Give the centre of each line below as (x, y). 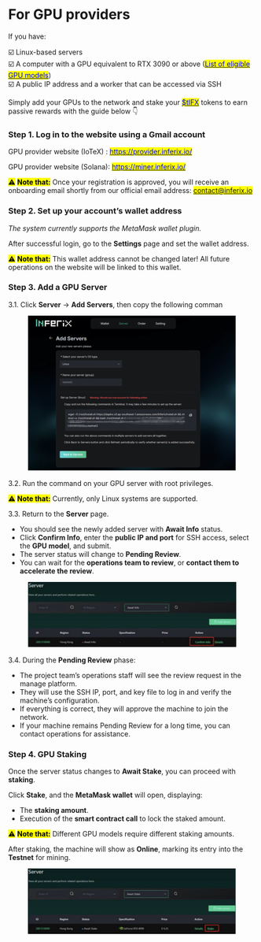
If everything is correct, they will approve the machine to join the (124, 708)
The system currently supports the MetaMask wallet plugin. (105, 228)
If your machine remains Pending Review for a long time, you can (125, 725)
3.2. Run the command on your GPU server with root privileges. (111, 483)
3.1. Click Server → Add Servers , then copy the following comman (116, 304)
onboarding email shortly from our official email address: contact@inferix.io (130, 191)
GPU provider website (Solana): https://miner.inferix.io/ (97, 167)
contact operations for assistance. (75, 733)
